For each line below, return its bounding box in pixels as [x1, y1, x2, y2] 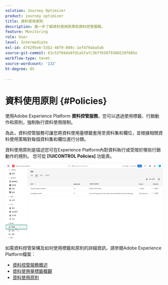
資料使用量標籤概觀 [12, 268, 52, 274]
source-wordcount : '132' [5, 61, 57, 66]
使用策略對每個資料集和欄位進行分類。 [9, 136, 88, 143]
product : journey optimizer [5, 13, 64, 19]
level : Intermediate [5, 40, 48, 45]
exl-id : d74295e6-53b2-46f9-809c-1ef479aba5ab [5, 45, 104, 50]
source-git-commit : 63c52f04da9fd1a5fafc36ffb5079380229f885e [5, 50, 137, 55]
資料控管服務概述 [12, 261, 48, 268]
